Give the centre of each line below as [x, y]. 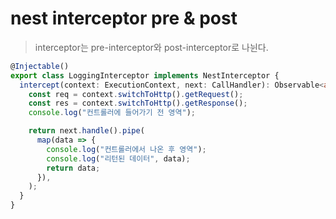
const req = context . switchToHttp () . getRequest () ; [136, 94]
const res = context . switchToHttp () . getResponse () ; [138, 103]
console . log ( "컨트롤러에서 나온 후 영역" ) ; [126, 149]
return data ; [73, 168]
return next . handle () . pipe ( [86, 131]
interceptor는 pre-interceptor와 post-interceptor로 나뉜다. [151, 47]
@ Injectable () [40, 66]
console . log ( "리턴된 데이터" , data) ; [118, 158]
